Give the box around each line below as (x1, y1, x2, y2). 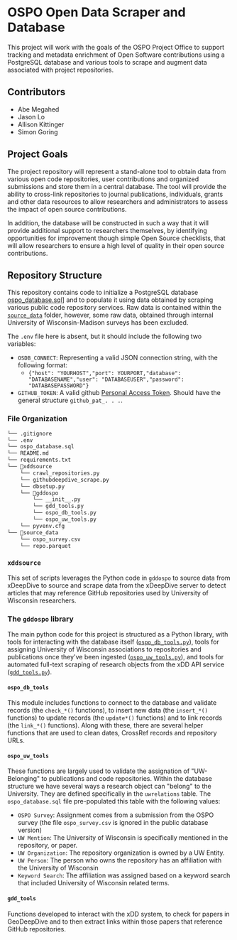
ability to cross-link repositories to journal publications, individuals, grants (7, 190, 224, 198)
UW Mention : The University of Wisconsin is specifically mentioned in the (17, 833, 228, 842)
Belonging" (7, 774, 40, 783)
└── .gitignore (7, 430, 53, 437)
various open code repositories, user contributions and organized (7, 175, 199, 183)
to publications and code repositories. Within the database (41, 774, 213, 783)
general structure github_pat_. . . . (17, 396, 123, 405)
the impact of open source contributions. (7, 205, 127, 213)
